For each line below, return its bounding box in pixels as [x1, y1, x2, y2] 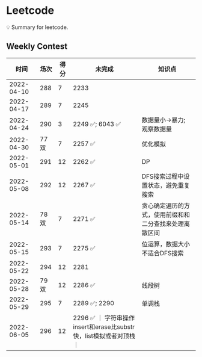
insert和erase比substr [73, 323, 135, 331]
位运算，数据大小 [141, 240, 191, 248]
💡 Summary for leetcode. [6, 23, 69, 31]
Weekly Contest [6, 42, 68, 52]
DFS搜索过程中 [141, 172, 184, 181]
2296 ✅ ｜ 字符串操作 [73, 314, 135, 322]
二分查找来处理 [141, 219, 185, 228]
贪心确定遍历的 [141, 201, 185, 210]
